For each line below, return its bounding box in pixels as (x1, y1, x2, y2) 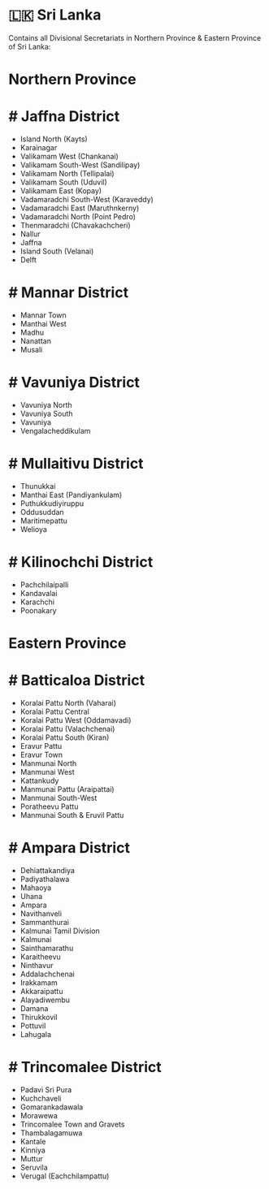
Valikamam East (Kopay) (20, 186, 102, 196)
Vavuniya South (20, 409, 73, 418)
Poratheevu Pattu (20, 802, 79, 811)
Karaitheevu (20, 952, 61, 962)
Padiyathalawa (20, 874, 70, 884)
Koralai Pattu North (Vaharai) (20, 698, 116, 707)
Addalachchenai (20, 969, 75, 979)
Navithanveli (20, 908, 63, 919)
